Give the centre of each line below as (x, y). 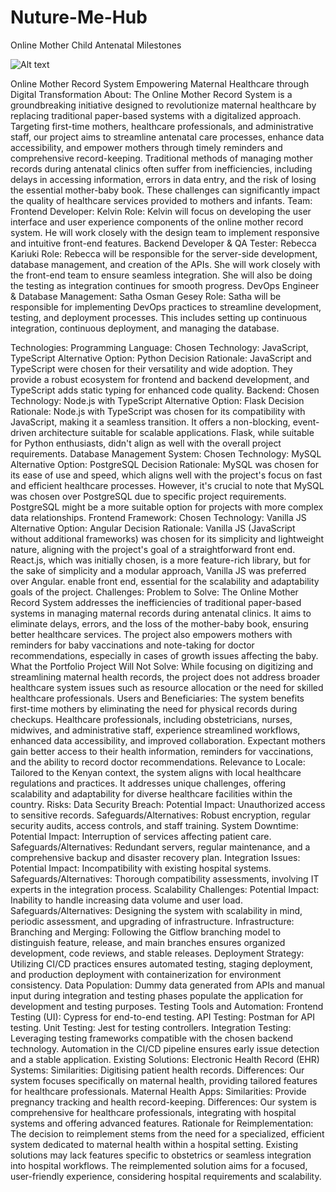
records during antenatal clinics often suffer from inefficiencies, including (161, 168)
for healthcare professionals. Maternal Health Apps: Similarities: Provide (158, 1091)
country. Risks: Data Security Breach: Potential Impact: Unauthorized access (168, 804)
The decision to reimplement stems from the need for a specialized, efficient (167, 1133)
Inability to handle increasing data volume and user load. (126, 900)
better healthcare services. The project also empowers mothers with (151, 634)
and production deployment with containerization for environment (146, 974)
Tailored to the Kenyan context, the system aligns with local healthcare (156, 772)
